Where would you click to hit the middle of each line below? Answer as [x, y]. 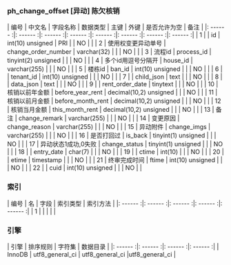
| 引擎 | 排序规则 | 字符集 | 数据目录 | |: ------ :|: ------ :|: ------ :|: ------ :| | [113, 246]
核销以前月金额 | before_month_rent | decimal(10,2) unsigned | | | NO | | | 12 [114, 101]
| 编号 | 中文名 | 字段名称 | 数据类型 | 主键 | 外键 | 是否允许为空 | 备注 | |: [108, 27]
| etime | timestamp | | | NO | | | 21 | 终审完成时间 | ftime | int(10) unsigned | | [115, 160]
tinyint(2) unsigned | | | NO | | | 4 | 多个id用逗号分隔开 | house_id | [100, 61]
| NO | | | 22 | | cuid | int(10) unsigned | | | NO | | [75, 168]
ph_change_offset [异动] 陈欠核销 [63, 10]
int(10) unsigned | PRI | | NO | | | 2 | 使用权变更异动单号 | [87, 43]
